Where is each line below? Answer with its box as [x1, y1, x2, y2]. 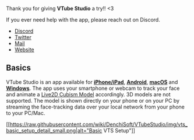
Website [14, 46, 35, 53]
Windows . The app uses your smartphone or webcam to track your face [6, 85, 180, 92]
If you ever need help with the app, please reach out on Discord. [6, 16, 160, 23]
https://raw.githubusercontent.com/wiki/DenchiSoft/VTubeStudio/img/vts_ [9, 121, 188, 128]
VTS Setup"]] [103, 127, 136, 134]
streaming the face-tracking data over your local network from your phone [6, 103, 185, 110]
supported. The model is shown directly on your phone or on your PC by [6, 97, 179, 104]
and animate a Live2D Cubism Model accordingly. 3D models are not [6, 90, 171, 98]
